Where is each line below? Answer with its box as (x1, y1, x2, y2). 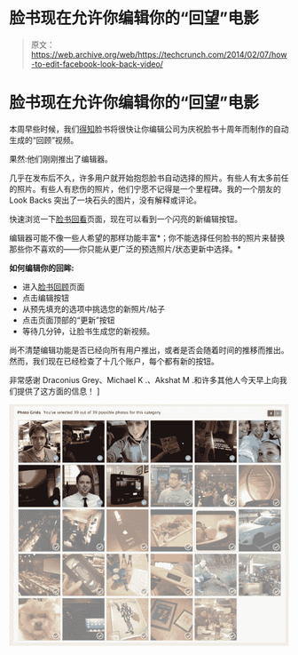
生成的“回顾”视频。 (9, 134, 79, 145)
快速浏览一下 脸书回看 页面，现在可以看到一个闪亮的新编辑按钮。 (9, 213, 242, 224)
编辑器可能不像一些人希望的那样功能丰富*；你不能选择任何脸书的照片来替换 (9, 232, 286, 243)
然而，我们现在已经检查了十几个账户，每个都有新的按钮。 (9, 355, 219, 366)
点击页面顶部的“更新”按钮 (21, 315, 115, 325)
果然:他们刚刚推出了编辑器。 (9, 153, 114, 164)
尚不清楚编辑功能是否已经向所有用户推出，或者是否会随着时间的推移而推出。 (9, 344, 289, 355)
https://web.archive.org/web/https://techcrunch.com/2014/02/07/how (30, 49, 287, 60)
